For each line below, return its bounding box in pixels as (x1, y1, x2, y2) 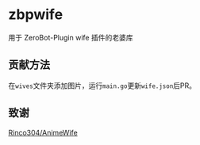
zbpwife (8, 6, 63, 24)
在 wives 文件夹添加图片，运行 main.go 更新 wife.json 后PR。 (8, 81, 197, 90)
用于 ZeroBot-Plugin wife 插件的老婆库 (8, 32, 133, 42)
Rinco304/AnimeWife (8, 128, 78, 137)
